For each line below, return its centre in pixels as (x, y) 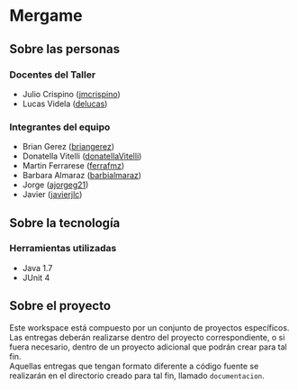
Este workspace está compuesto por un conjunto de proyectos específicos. (149, 327)
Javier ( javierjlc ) (52, 195)
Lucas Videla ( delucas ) (65, 104)
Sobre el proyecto (60, 306)
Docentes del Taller (53, 75)
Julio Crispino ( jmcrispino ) (72, 94)
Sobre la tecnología (65, 223)
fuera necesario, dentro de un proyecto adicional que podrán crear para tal (148, 347)
